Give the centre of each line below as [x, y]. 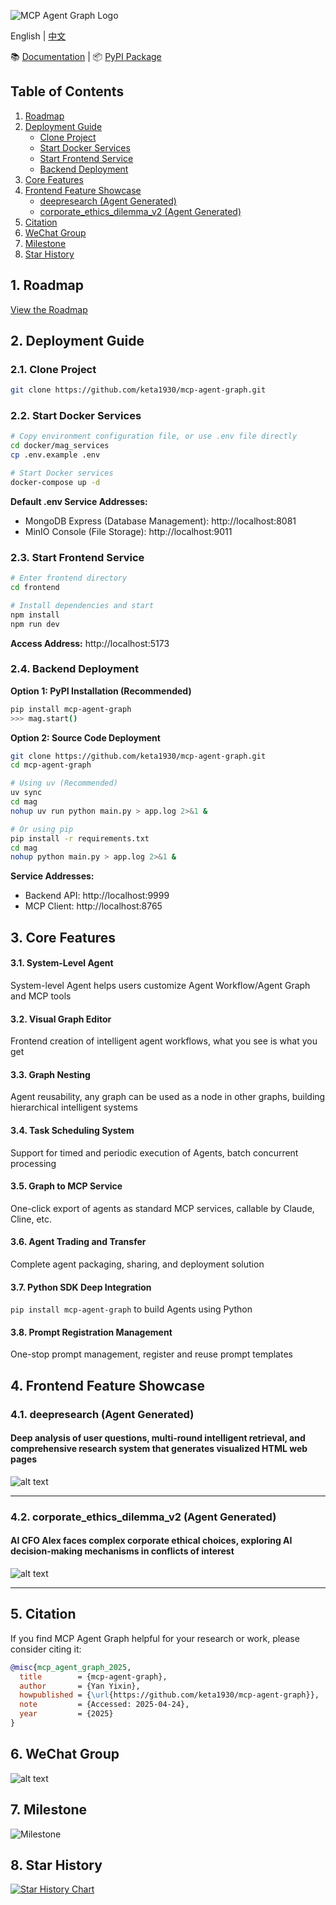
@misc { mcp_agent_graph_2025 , [71, 1667]
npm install [35, 615]
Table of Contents [67, 91]
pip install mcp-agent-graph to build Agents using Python [131, 1309]
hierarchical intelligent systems [74, 1107]
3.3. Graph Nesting [50, 1074]
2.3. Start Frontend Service [77, 557]
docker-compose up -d [55, 482]
